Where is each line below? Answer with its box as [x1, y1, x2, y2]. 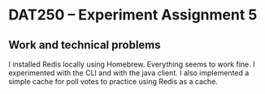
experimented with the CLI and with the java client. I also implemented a [8, 68, 250, 78]
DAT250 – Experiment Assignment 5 [8, 6, 258, 24]
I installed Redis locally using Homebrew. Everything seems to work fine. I [8, 59, 255, 69]
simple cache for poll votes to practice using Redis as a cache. [8, 77, 218, 86]
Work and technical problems [8, 38, 161, 52]
